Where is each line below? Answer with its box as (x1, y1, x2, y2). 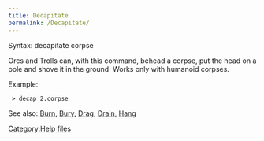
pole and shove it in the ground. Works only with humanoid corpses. (8, 64, 230, 73)
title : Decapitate (8, 11, 69, 20)
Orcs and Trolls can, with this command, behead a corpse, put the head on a (8, 56, 257, 65)
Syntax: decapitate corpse (8, 40, 94, 50)
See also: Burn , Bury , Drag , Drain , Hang (8, 108, 136, 118)
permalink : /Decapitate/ (8, 19, 90, 27)
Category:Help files (8, 124, 72, 133)
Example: (8, 80, 39, 89)
